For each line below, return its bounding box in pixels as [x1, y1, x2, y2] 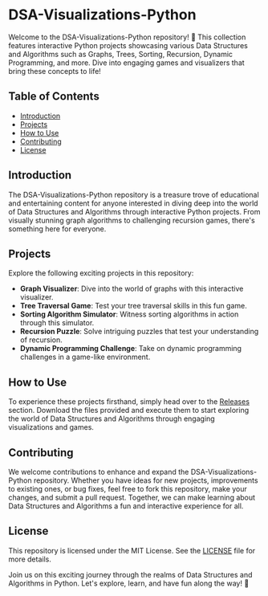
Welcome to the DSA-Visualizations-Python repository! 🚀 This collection [8, 32, 246, 42]
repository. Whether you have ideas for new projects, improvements [33, 476, 258, 485]
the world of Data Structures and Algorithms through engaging [8, 414, 215, 423]
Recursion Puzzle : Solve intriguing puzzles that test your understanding [19, 327, 259, 337]
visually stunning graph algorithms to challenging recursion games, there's [8, 215, 255, 225]
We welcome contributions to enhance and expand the [8, 467, 189, 476]
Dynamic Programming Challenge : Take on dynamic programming [19, 344, 242, 353]
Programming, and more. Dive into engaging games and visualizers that [8, 58, 245, 67]
